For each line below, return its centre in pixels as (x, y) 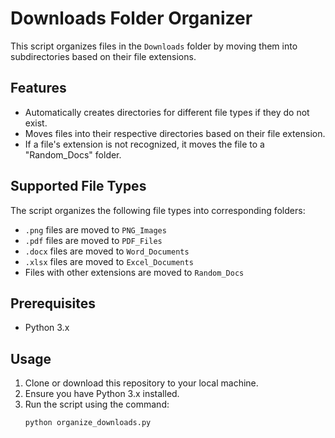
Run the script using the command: (97, 404)
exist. (36, 123)
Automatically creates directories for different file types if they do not (167, 112)
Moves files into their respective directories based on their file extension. (175, 133)
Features (38, 88)
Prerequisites (53, 303)
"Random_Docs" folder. (73, 154)
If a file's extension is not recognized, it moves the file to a (144, 144)
